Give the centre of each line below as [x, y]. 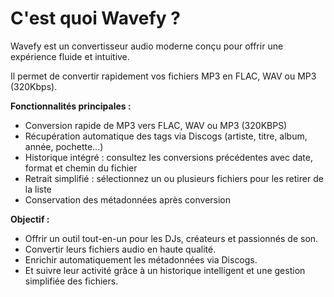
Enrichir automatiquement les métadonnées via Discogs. [141, 259]
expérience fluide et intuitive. [70, 56]
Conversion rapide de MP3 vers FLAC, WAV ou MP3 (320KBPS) [156, 125]
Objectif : [30, 219]
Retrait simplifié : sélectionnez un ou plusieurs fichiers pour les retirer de [174, 178]
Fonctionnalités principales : [71, 106]
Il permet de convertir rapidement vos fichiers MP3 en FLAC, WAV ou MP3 [163, 76]
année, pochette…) [64, 146]
